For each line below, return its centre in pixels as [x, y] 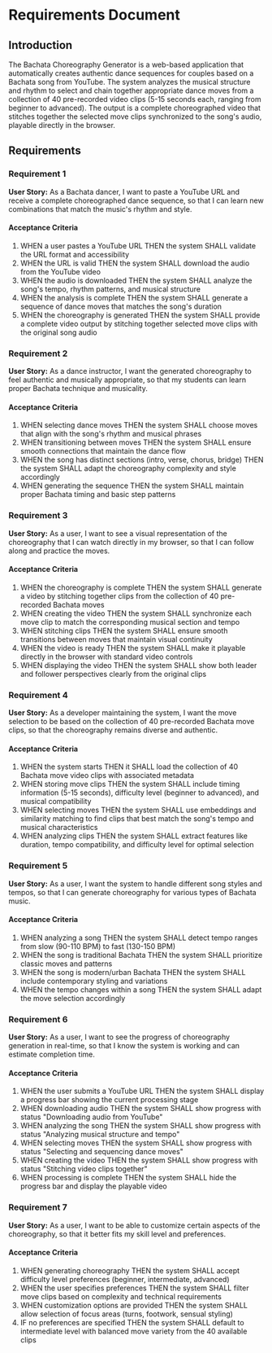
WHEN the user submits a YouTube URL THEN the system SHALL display [142, 1091]
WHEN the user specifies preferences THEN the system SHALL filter [134, 1288]
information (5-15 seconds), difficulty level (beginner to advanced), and [140, 793]
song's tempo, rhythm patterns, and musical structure [110, 289]
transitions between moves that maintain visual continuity [116, 639]
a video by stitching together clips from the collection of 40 [119, 595]
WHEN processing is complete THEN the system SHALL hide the [128, 1178]
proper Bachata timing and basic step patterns [98, 494]
